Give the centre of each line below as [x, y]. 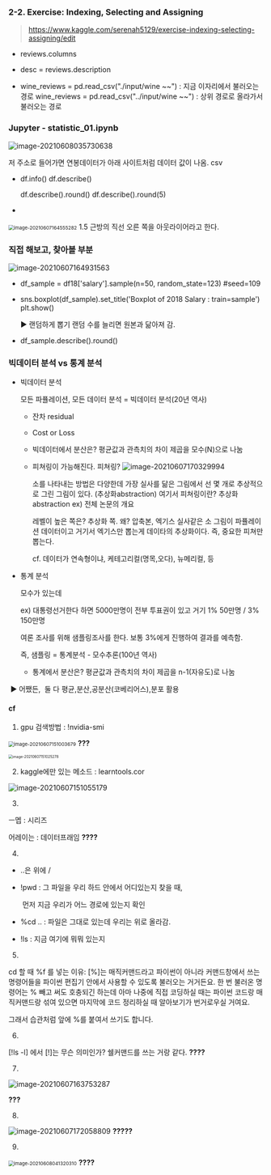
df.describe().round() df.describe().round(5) [93, 194]
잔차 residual [53, 417]
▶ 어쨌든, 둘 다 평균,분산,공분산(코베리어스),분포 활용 [95, 689]
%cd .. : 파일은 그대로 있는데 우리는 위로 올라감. [95, 922]
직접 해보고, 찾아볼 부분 [51, 249]
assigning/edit [52, 38]
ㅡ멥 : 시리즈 [28, 821]
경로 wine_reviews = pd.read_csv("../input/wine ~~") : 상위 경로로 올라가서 [142, 96]
